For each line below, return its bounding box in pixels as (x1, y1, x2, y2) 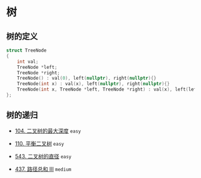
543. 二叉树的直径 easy (14, 152, 72, 159)
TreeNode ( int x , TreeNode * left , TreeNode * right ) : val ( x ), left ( (17, 86, 188, 93)
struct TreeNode (6, 47, 47, 53)
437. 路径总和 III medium (14, 165, 72, 173)
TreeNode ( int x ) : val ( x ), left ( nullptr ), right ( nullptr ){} (17, 81, 170, 87)
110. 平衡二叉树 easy (14, 140, 65, 147)
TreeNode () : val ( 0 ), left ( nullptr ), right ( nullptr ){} (17, 76, 157, 82)
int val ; (17, 58, 39, 65)
